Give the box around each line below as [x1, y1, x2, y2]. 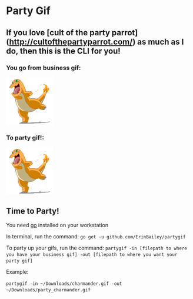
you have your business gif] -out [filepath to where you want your [6, 251, 178, 257]
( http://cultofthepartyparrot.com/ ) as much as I [6, 36, 184, 46]
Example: [6, 268, 29, 275]
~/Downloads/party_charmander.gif [6, 287, 91, 293]
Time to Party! [6, 206, 60, 216]
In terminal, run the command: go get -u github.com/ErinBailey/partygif [6, 232, 186, 240]
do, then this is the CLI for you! [6, 46, 121, 56]
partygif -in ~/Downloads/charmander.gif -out [6, 281, 122, 287]
